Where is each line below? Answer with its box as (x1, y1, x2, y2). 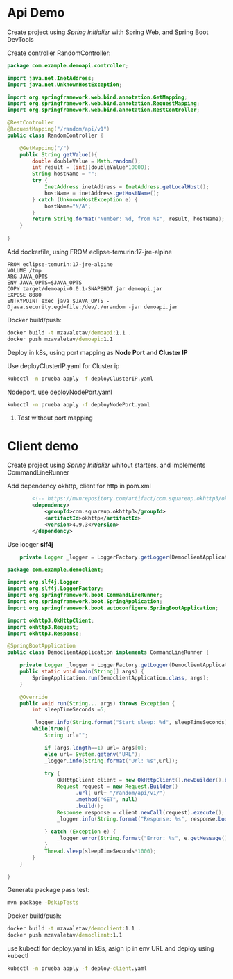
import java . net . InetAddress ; (7, 74, 95, 81)
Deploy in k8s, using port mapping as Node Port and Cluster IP (7, 348, 188, 356)
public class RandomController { (7, 132, 104, 139)
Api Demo (7, 5, 65, 21)
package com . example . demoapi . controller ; (7, 62, 129, 69)
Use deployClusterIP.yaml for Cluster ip (7, 361, 120, 370)
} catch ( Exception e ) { (44, 828, 116, 835)
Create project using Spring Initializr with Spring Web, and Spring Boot (7, 28, 209, 36)
